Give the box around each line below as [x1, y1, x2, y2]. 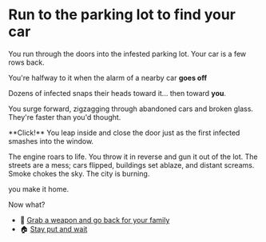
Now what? [8, 200, 46, 209]
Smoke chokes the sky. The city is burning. [8, 169, 150, 178]
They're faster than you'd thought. [8, 112, 121, 121]
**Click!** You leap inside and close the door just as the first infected [8, 128, 240, 137]
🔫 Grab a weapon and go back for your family [19, 215, 170, 224]
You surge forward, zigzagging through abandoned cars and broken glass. [8, 104, 254, 113]
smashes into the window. [8, 136, 94, 145]
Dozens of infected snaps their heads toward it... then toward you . [8, 88, 226, 97]
